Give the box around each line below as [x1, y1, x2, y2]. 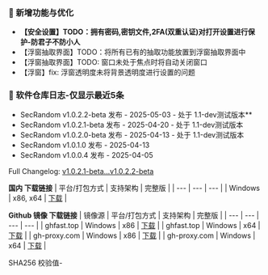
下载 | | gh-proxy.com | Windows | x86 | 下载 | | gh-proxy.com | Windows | [8, 231, 256, 240]
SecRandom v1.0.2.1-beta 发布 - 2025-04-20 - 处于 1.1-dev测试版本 [19, 120, 244, 129]
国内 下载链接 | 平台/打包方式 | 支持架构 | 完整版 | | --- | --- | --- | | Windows [8, 183, 261, 192]
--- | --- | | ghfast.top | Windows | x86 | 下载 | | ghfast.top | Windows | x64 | [8, 220, 261, 230]
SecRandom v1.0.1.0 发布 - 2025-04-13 [19, 140, 150, 150]
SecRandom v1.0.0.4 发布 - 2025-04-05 [19, 150, 153, 159]
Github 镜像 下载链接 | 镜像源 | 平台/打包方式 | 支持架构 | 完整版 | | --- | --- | [8, 210, 260, 220]
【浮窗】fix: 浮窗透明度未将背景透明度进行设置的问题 [19, 67, 195, 78]
